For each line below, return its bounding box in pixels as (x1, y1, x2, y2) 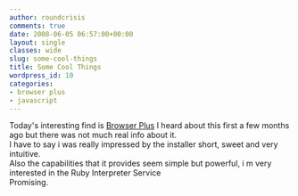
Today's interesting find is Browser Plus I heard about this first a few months (9, 120, 290, 131)
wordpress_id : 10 (9, 71, 74, 80)
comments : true (9, 21, 66, 30)
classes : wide (9, 46, 62, 55)
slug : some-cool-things (9, 54, 98, 63)
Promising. (9, 177, 49, 188)
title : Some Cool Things (9, 63, 102, 72)
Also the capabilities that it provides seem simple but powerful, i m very (9, 158, 272, 169)
